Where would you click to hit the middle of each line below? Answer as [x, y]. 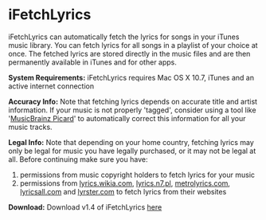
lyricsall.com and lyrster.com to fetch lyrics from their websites [123, 191]
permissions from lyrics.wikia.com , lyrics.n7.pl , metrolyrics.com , [125, 183]
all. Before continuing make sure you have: [78, 159]
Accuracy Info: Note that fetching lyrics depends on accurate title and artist [133, 101]
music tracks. [31, 127]
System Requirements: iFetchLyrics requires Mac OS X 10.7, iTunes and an [131, 77]
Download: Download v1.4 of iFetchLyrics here [85, 207]
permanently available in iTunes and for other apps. [93, 62]
